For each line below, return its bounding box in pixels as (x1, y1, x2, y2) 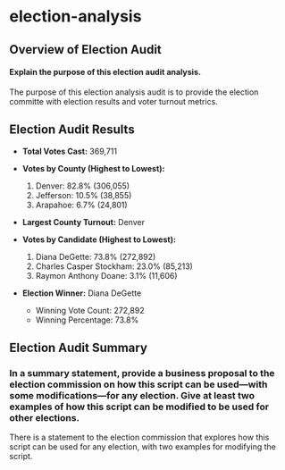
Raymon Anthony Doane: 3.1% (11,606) (35, 270, 178, 281)
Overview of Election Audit (9, 42, 163, 57)
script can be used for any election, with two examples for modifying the (9, 441, 277, 452)
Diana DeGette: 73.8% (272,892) (35, 251, 156, 262)
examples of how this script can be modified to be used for (9, 400, 270, 413)
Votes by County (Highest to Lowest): (21, 163, 165, 173)
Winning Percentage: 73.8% (35, 315, 139, 325)
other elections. (9, 411, 80, 424)
